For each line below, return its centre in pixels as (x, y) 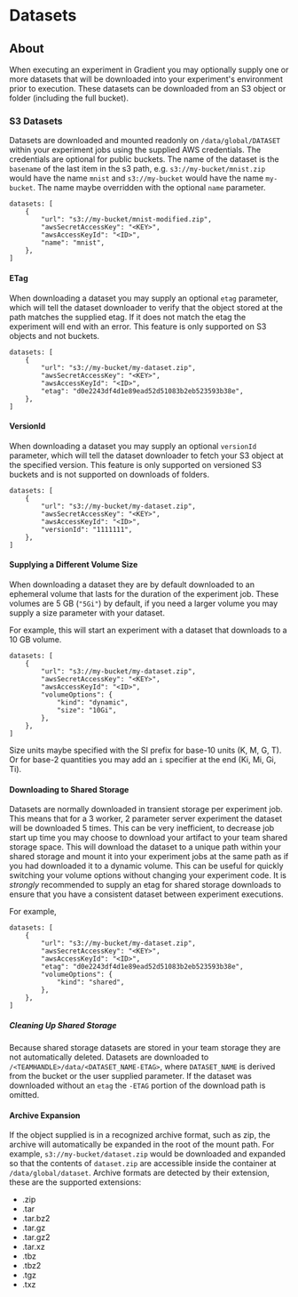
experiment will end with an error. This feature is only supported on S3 (138, 326)
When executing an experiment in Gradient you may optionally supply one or (149, 69)
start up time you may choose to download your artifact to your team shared (149, 838)
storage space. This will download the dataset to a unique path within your (145, 847)
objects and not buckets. (55, 335)
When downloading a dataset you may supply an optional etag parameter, (144, 298)
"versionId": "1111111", (87, 529)
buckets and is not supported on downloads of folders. (110, 474)
